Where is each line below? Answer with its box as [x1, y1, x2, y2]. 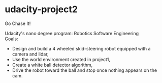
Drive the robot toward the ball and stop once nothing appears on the [12, 67, 157, 73]
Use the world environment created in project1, [12, 56, 110, 62]
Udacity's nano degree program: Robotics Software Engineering [5, 30, 139, 36]
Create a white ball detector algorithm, [12, 62, 93, 68]
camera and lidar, [12, 51, 49, 57]
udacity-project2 [5, 4, 78, 15]
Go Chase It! [5, 20, 31, 26]
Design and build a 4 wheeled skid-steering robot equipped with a [12, 45, 151, 51]
